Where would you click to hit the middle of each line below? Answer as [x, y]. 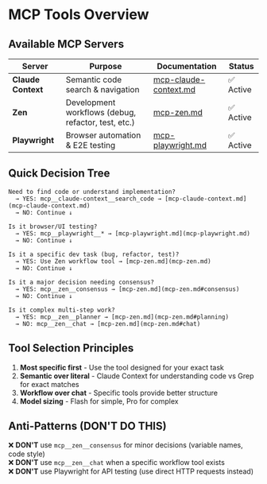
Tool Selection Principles [71, 348]
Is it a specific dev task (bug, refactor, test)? [94, 254]
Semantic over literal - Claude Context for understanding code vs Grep [137, 376]
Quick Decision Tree [59, 174]
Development [91, 103]
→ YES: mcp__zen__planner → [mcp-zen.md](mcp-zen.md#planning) [122, 317]
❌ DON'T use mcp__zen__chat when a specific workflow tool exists [116, 463]
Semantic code [94, 79]
